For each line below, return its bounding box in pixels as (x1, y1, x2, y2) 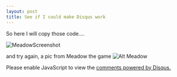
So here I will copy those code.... (6, 30, 85, 37)
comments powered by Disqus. (96, 64, 171, 71)
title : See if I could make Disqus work (6, 14, 106, 20)
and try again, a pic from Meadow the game (6, 52, 112, 60)
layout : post (6, 8, 38, 15)
